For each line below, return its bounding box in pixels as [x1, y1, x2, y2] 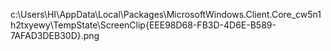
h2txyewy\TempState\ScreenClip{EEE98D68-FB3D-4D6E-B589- [10, 19, 277, 31]
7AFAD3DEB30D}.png [10, 30, 100, 41]
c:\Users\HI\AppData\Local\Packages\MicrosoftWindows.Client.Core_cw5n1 [10, 9, 322, 20]
